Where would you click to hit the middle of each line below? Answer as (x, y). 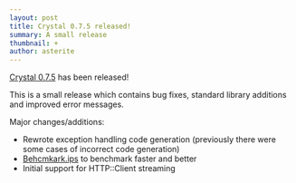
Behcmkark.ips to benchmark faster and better (110, 159)
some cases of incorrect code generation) (101, 149)
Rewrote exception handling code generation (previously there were (149, 140)
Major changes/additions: (57, 122)
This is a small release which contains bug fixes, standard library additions (148, 95)
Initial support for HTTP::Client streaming (99, 169)
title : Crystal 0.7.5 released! (70, 26)
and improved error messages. (67, 104)
